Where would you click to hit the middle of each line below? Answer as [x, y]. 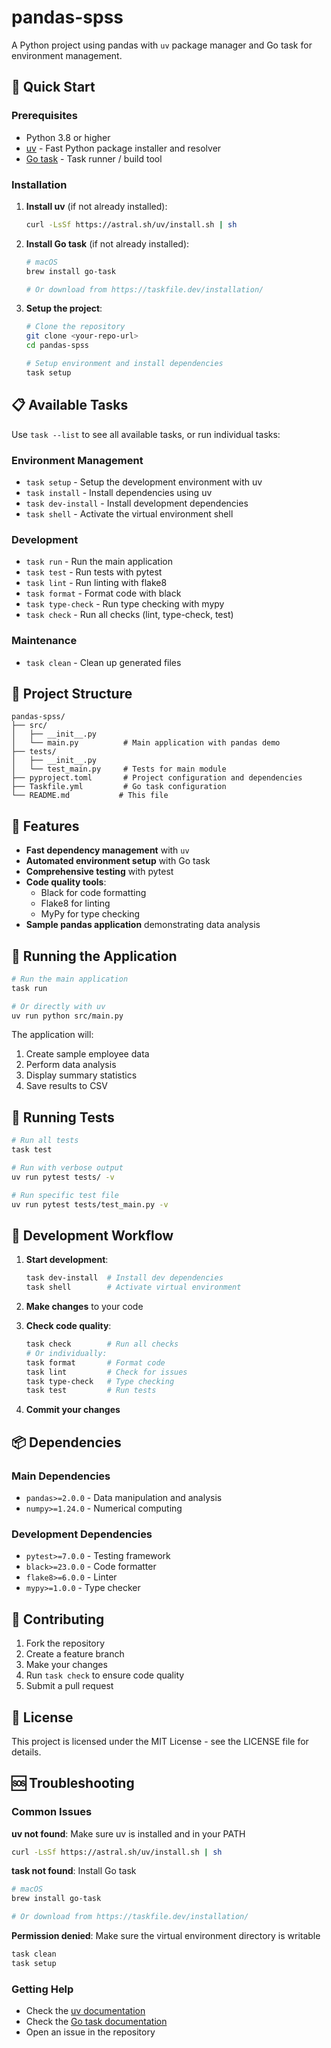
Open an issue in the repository [90, 2032]
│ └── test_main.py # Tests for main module [119, 769]
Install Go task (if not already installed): [107, 243]
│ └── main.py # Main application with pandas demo [146, 743]
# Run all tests [45, 1141]
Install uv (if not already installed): [96, 206]
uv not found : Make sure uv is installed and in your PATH [128, 1833]
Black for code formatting [93, 893]
